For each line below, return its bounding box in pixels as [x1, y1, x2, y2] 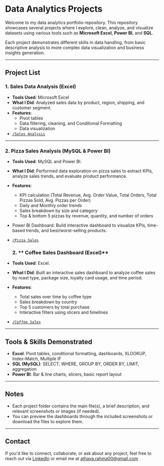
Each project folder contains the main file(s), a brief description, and [12, 403, 150, 409]
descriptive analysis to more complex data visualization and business [5, 44, 144, 50]
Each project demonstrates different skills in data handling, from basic [5, 39, 146, 45]
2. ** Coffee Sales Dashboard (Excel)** [12, 249, 109, 256]
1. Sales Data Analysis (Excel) [5, 83, 77, 90]
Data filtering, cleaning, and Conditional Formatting [19, 120, 122, 126]
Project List [5, 68, 41, 77]
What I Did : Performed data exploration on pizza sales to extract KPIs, [12, 168, 153, 174]
